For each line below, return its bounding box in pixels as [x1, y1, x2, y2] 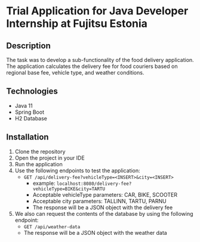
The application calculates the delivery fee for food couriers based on [6, 63, 178, 70]
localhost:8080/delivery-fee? [56, 181, 132, 187]
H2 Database [14, 114, 48, 122]
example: [32, 179, 56, 187]
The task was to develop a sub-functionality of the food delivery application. [6, 57, 194, 63]
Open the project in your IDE [14, 154, 85, 162]
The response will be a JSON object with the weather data [23, 229, 167, 236]
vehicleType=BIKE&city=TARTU [32, 186, 106, 192]
